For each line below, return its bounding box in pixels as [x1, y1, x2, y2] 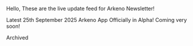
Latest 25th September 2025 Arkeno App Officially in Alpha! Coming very [6, 17, 187, 23]
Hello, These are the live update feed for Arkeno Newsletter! [6, 5, 155, 12]
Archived [6, 34, 29, 41]
